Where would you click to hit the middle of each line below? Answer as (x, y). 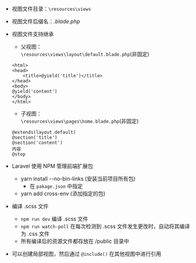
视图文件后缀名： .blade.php (46, 21)
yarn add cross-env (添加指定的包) (63, 193)
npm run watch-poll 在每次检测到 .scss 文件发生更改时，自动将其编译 (105, 226)
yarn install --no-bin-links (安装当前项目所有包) (78, 179)
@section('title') (34, 137)
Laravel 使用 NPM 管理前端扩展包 (52, 166)
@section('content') (37, 143)
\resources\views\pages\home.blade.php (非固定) (80, 121)
